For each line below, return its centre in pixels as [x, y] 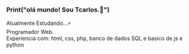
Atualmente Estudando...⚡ [39, 23]
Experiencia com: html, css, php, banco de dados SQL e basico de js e [94, 38]
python [15, 45]
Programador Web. [30, 32]
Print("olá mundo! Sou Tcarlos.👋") [58, 10]
